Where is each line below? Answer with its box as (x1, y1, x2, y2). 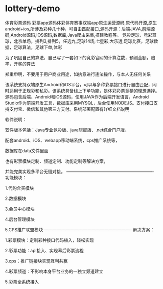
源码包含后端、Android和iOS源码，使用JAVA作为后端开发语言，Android (5, 94, 149, 99)
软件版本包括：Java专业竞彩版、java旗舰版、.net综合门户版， (5, 127, 130, 133)
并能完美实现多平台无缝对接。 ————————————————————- (5, 169, 154, 174)
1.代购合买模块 (5, 185, 34, 191)
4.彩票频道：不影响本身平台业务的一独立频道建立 (5, 268, 104, 274)
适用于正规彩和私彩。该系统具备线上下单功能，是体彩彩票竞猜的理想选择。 (9, 88, 160, 94)
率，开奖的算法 (5, 61, 35, 67)
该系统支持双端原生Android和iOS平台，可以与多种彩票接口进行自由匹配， (5, 81, 153, 87)
